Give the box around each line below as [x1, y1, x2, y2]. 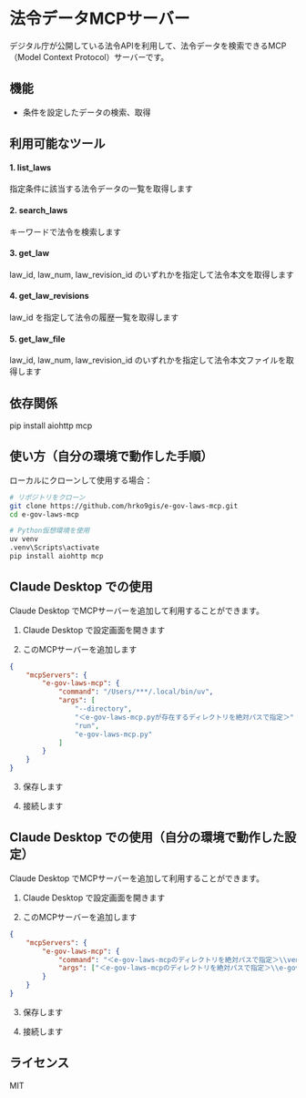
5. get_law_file [9, 334, 66, 344]
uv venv [9, 535, 39, 544]
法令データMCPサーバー [9, 8, 190, 29]
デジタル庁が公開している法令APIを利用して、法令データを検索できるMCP [9, 40, 287, 51]
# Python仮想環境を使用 [9, 526, 90, 536]
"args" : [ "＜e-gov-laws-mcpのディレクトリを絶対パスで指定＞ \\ [57, 963, 280, 973]
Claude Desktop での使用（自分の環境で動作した [9, 830, 285, 846]
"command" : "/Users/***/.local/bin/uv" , [57, 687, 214, 697]
